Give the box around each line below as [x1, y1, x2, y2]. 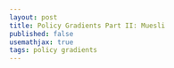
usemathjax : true [9, 37, 74, 47]
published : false [9, 29, 74, 38]
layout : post [9, 12, 58, 22]
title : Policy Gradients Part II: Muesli [9, 21, 166, 30]
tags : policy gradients [9, 46, 98, 55]
